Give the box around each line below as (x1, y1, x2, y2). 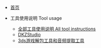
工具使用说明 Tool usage (10, 15, 63, 21)
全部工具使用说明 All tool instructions (17, 26, 96, 32)
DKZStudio (17, 32, 41, 37)
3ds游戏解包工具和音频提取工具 (17, 37, 85, 43)
